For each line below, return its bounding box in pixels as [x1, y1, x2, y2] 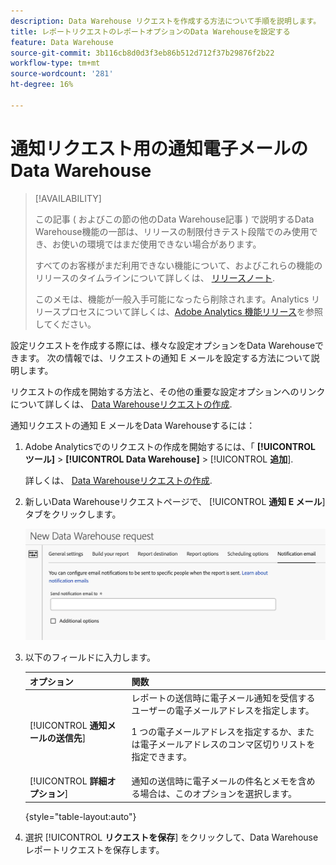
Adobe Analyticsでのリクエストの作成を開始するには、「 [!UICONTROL [24, 440, 316, 452]
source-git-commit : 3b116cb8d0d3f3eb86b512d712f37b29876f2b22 [10, 48, 275, 58]
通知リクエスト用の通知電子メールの [10, 137, 309, 160]
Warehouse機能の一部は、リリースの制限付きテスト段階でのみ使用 [34, 225, 310, 237]
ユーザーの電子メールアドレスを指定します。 [131, 705, 315, 717]
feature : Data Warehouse [10, 37, 114, 47]
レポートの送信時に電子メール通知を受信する [131, 692, 316, 704]
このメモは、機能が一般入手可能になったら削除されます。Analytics [34, 293, 310, 305]
